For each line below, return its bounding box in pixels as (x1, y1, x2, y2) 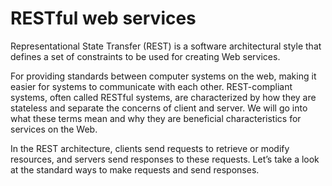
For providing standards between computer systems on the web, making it (10, 70, 317, 82)
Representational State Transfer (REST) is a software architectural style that (10, 40, 322, 52)
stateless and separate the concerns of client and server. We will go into (10, 102, 308, 114)
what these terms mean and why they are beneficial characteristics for (10, 112, 302, 124)
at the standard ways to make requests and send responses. (10, 163, 260, 176)
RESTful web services (10, 7, 197, 30)
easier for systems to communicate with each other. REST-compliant (10, 80, 293, 92)
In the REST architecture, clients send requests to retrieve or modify (10, 142, 290, 154)
